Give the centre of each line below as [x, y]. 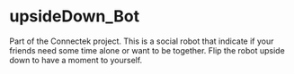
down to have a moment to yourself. [76, 60]
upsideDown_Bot [75, 16]
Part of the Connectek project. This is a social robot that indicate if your [142, 41]
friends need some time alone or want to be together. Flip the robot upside [147, 50]
